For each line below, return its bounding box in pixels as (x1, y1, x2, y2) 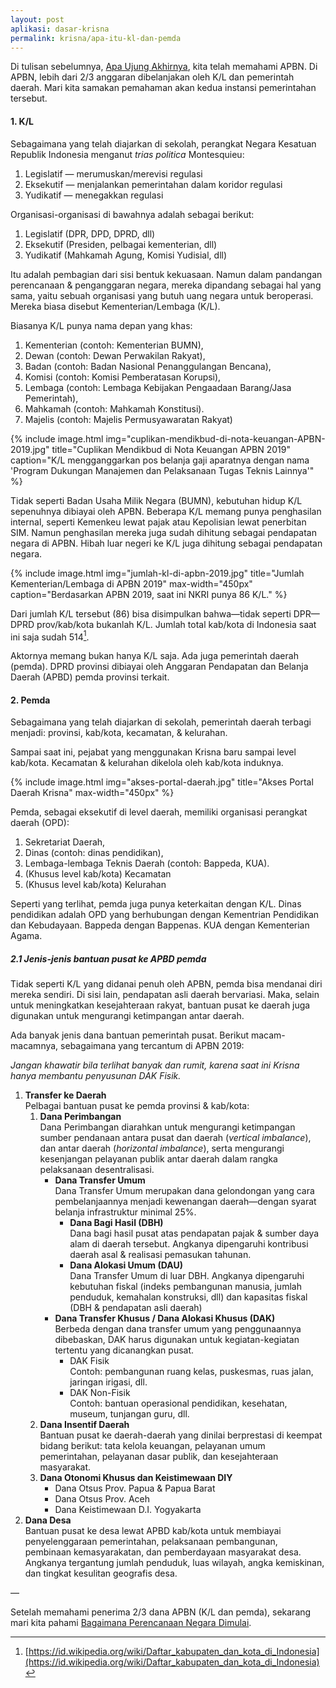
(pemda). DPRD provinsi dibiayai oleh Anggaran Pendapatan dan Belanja (10, 661, 309, 673)
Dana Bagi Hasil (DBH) (69, 1217, 164, 1229)
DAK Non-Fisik (69, 1387, 131, 1399)
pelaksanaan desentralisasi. (39, 1164, 155, 1176)
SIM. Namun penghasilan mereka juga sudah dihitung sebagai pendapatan (10, 526, 317, 538)
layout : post (10, 14, 65, 25)
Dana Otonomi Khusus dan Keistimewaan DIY (39, 1472, 233, 1484)
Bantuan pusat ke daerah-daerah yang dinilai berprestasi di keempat (39, 1429, 323, 1441)
